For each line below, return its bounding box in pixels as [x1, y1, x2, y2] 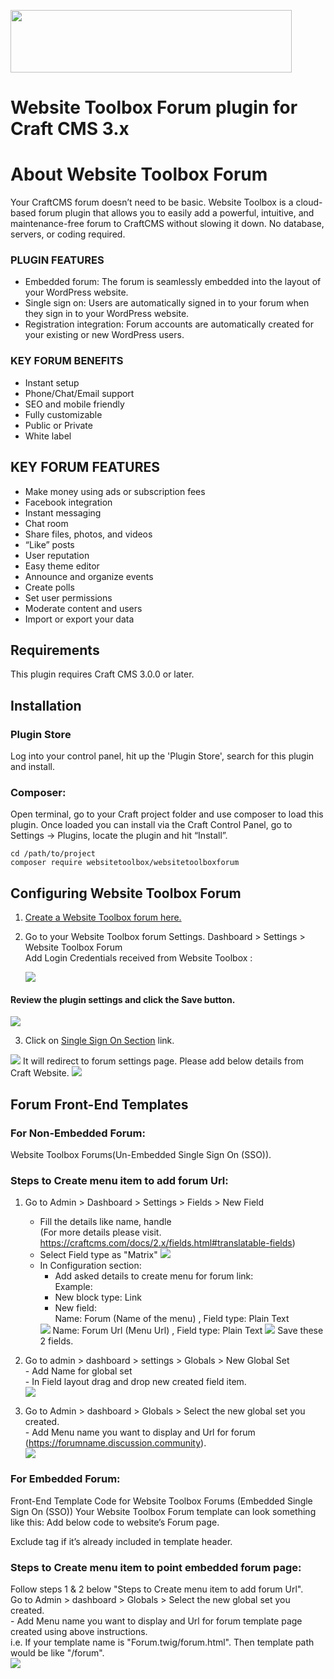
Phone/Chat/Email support [24, 387, 135, 399]
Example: [54, 1281, 93, 1293]
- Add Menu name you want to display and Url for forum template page [10, 1615, 303, 1627]
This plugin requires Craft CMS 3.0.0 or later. [10, 668, 195, 680]
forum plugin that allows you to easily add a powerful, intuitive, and [38, 207, 315, 219]
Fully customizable [24, 408, 103, 420]
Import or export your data [24, 613, 135, 625]
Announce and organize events [24, 570, 154, 582]
